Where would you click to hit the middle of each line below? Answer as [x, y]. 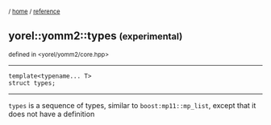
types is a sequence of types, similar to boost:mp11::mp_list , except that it [132, 105]
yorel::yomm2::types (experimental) [96, 36]
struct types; [32, 83]
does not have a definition [52, 114]
